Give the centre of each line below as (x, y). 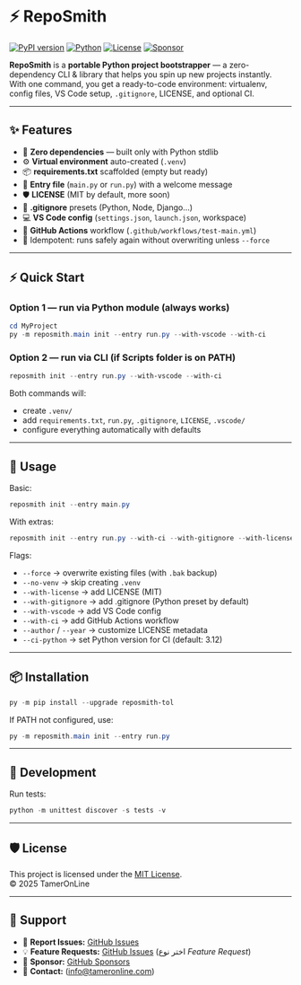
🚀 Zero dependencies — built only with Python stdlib (120, 152)
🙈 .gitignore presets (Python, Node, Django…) (107, 207)
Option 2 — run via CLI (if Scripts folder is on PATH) (122, 357)
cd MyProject (34, 326)
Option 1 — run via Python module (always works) (120, 308)
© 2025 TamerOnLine (50, 884)
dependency (33, 74)
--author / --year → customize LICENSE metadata (115, 629)
